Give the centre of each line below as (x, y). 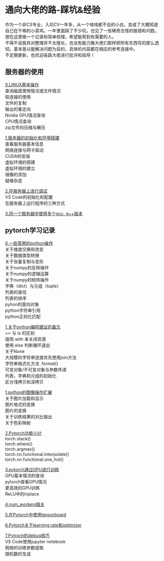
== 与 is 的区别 (20, 333)
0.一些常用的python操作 (29, 243)
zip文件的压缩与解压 (25, 127)
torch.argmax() (20, 449)
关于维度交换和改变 (24, 249)
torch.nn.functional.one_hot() (34, 459)
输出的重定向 (18, 109)
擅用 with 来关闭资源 (26, 339)
